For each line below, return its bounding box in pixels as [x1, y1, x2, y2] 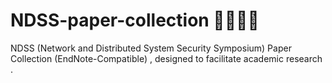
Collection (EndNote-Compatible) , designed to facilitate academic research [10, 52, 323, 64]
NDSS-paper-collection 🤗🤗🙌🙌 [10, 9, 260, 32]
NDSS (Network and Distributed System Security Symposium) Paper [10, 42, 292, 54]
